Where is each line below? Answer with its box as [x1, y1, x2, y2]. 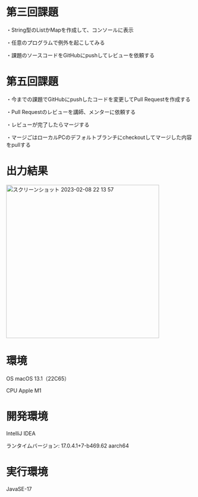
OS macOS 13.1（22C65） [6, 375, 70, 382]
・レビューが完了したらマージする [6, 121, 90, 128]
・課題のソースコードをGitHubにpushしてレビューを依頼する [6, 51, 155, 58]
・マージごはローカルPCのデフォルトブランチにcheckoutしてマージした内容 [6, 134, 192, 141]
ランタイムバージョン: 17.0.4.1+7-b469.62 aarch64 [6, 442, 130, 449]
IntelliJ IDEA [6, 430, 36, 437]
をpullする [6, 141, 31, 148]
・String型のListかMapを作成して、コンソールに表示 [6, 26, 134, 33]
